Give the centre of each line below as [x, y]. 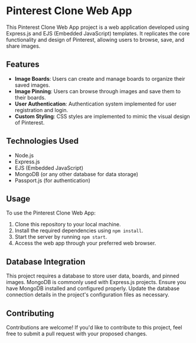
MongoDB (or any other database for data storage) [76, 174]
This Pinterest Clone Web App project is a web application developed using [98, 27]
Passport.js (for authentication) [52, 180]
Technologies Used [42, 141]
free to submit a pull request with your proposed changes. [77, 334]
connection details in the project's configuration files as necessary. [88, 295]
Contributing [30, 313]
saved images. [32, 85]
